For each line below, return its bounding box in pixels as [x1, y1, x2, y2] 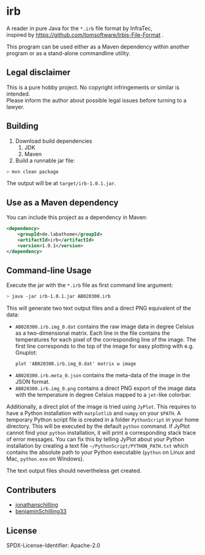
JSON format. [15, 378, 50, 386]
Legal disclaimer [6, 67, 71, 78]
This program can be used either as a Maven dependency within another [6, 43, 190, 50]
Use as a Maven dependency [6, 197, 119, 208]
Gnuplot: [15, 349, 37, 356]
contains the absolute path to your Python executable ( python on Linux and [6, 449, 195, 456]
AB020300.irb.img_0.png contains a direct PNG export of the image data [15, 385, 196, 392]
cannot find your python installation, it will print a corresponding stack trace [6, 429, 196, 437]
